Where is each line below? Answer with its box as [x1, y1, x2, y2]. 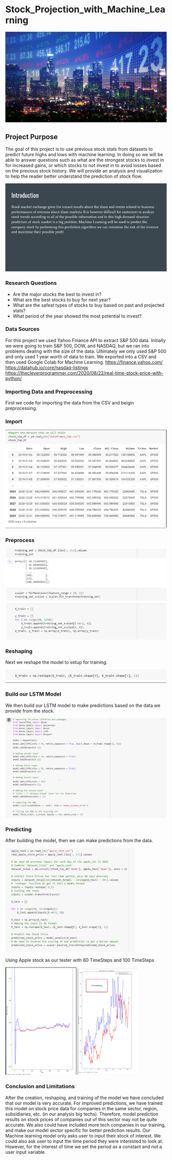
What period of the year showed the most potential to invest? [12, 313, 142, 319]
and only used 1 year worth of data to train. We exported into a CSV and [5, 353, 157, 359]
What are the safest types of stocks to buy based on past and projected [12, 302, 165, 308]
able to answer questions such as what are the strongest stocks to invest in [5, 157, 164, 163]
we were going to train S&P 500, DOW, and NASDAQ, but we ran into [5, 342, 149, 349]
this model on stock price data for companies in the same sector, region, [5, 1105, 158, 1111]
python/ [5, 375, 22, 381]
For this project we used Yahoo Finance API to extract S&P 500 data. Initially [5, 337, 166, 343]
